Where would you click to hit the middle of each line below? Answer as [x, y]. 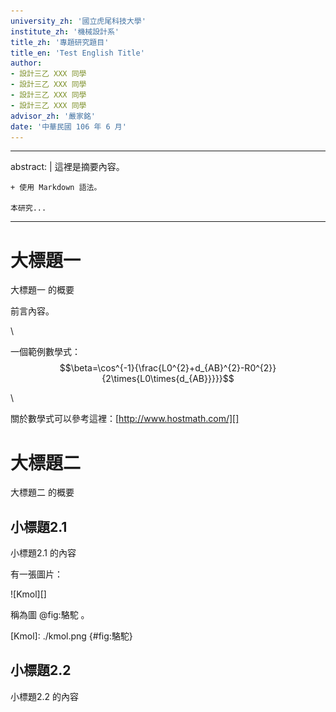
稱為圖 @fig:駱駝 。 [50, 615]
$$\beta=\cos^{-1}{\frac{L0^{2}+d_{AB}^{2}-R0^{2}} [168, 368]
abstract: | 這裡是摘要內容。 [67, 167]
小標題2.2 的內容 [45, 696]
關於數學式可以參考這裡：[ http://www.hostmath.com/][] [125, 419]
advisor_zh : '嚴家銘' [53, 116]
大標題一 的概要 [42, 290]
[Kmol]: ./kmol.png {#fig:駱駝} [71, 636]
